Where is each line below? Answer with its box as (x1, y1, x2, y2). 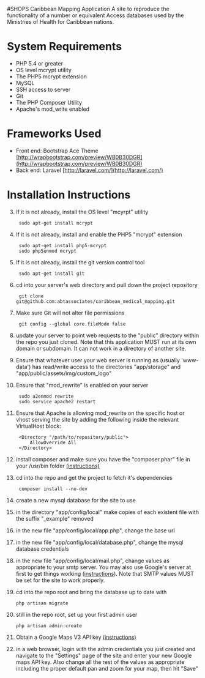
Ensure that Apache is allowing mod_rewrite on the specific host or (15, 409, 185, 417)
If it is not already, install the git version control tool (15, 258, 145, 266)
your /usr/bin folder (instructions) (15, 462, 100, 469)
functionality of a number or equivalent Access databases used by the (7, 12, 184, 19)
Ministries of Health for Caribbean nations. (7, 18, 114, 25)
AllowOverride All (29, 439, 77, 445)
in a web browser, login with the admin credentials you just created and (15, 645, 196, 652)
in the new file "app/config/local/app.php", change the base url (15, 526, 175, 534)
